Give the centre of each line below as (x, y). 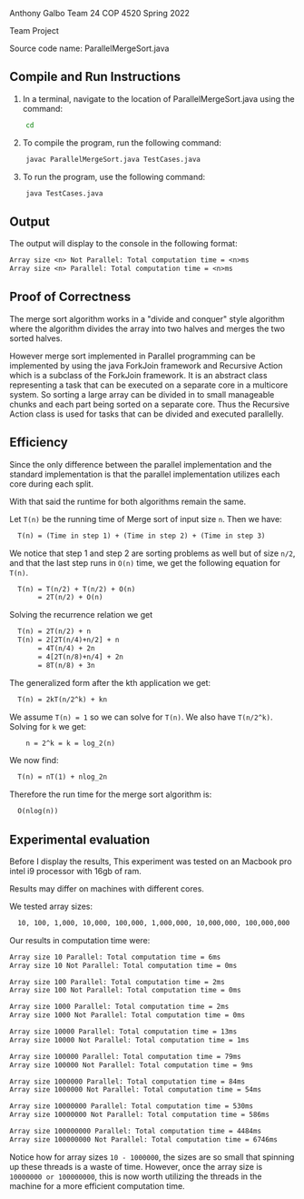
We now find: (34, 761)
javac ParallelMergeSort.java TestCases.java (113, 159)
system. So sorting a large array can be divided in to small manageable (142, 394)
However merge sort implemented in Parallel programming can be (132, 356)
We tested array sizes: (51, 906)
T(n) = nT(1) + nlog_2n (62, 777)
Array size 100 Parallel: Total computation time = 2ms (117, 982)
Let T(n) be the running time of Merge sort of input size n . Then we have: (146, 519)
